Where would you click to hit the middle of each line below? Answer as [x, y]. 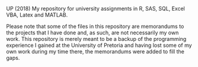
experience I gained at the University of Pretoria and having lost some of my [99, 45]
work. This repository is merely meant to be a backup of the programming [96, 39]
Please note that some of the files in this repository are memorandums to [95, 26]
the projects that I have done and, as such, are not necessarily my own [92, 33]
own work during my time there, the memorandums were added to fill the [95, 52]
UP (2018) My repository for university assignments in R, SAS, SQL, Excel [95, 9]
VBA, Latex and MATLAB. [37, 15]
